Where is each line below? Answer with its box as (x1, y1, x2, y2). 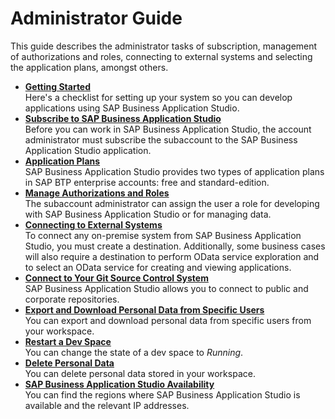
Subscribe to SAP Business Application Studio (24, 112, 222, 124)
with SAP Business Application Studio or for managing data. (24, 208, 272, 220)
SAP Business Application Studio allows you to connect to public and (24, 282, 309, 294)
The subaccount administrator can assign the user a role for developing (24, 197, 320, 209)
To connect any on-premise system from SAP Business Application (24, 229, 302, 241)
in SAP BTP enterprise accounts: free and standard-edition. (24, 176, 270, 188)
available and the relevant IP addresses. (24, 399, 190, 411)
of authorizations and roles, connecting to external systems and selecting (10, 50, 313, 62)
